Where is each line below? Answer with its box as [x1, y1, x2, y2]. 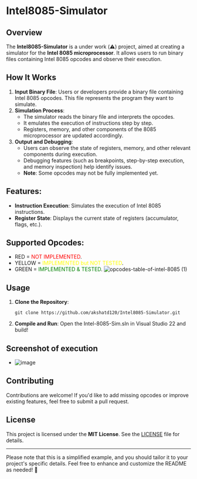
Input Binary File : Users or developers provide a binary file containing [14, 88, 184, 95]
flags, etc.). [14, 220, 42, 227]
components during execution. [23, 150, 98, 158]
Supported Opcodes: [6, 238, 84, 248]
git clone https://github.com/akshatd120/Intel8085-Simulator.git [14, 310, 181, 316]
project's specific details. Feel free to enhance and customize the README [6, 460, 187, 467]
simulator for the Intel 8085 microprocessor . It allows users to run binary [6, 49, 184, 56]
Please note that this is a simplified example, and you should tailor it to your [6, 454, 189, 461]
